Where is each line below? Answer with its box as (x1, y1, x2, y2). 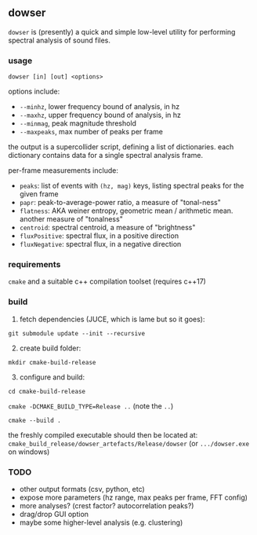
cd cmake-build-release (8, 387, 86, 395)
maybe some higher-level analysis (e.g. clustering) (19, 518, 183, 527)
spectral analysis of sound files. (8, 35, 111, 45)
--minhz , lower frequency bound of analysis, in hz (19, 102, 180, 112)
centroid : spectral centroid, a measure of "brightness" (19, 223, 196, 233)
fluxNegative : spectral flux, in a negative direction (19, 240, 182, 249)
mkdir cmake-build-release (8, 358, 96, 366)
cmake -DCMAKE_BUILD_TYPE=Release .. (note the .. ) (8, 401, 174, 411)
